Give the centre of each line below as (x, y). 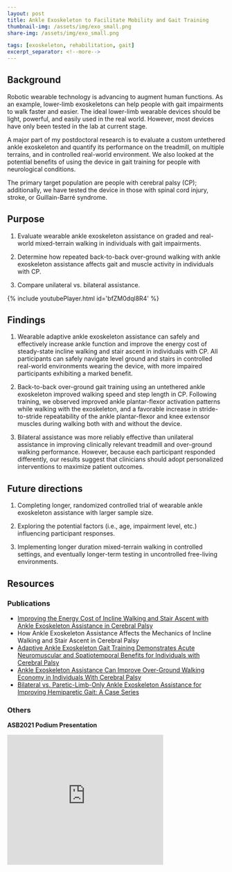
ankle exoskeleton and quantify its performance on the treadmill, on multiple (116, 147)
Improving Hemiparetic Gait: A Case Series (78, 692)
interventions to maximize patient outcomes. (80, 467)
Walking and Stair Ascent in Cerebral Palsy (78, 640)
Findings (27, 320)
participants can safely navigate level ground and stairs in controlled (115, 359)
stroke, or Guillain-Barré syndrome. (57, 197)
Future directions (45, 489)
